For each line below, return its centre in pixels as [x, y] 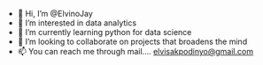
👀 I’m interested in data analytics [77, 23]
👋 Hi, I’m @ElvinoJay [55, 14]
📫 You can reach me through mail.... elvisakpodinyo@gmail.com [135, 51]
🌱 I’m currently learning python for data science [104, 32]
